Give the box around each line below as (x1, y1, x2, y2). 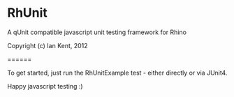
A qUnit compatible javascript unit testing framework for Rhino (7, 28, 187, 36)
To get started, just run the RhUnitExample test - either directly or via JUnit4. (7, 68, 228, 77)
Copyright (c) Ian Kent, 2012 (7, 41, 89, 50)
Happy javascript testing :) (7, 82, 83, 90)
